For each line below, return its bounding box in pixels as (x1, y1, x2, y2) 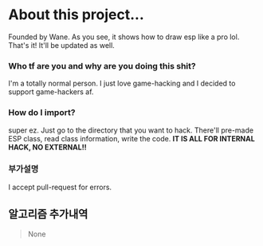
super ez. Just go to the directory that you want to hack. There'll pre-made (8, 125, 253, 135)
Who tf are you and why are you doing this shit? (8, 60, 197, 71)
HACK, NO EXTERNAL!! (8, 142, 87, 152)
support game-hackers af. (8, 87, 94, 97)
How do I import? (8, 107, 76, 118)
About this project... (8, 6, 145, 24)
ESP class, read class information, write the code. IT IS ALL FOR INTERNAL (8, 133, 255, 143)
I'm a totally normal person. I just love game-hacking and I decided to (8, 78, 236, 89)
